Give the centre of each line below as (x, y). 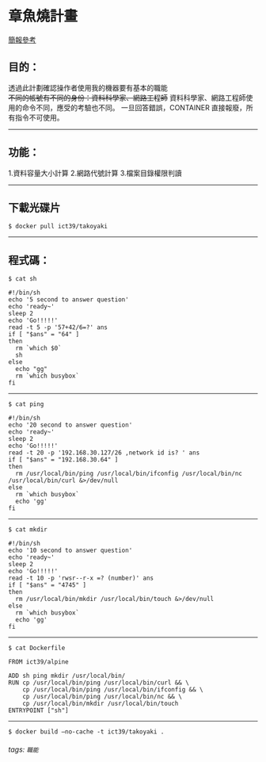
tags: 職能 (23, 749)
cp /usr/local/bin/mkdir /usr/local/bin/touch (101, 704)
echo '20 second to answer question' (70, 425)
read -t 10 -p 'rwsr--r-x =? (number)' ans (81, 578)
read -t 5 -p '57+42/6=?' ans (58, 327)
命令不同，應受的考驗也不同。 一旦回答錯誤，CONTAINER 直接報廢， (134, 107)
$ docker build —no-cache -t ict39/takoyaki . (86, 732)
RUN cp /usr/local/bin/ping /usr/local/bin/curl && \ (99, 683)
